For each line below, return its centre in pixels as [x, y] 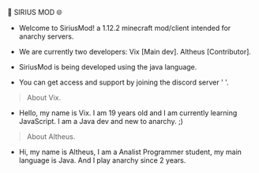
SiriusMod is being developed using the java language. [108, 67]
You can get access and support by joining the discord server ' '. [124, 82]
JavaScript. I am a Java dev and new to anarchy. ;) [101, 121]
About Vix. [43, 98]
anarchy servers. [46, 36]
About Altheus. [51, 137]
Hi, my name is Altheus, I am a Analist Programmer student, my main [130, 152]
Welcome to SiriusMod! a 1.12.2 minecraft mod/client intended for [125, 28]
